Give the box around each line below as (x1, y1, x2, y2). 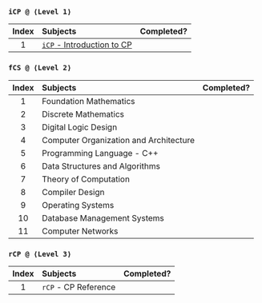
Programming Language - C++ (42, 147, 159, 158)
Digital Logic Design (42, 122, 118, 133)
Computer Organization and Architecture (42, 134, 195, 146)
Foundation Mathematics (42, 95, 135, 106)
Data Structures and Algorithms (42, 160, 160, 171)
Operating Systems (42, 199, 115, 210)
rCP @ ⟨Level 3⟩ (8, 249, 72, 258)
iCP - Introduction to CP (42, 39, 132, 50)
